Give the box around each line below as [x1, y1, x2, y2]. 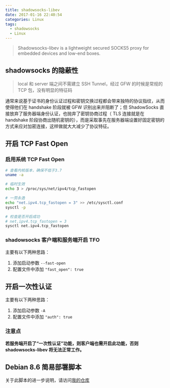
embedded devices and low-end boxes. [17, 50, 101, 56]
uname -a [5, 172, 24, 178]
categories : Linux [5, 17, 44, 22]
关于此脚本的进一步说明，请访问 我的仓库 [5, 377, 90, 383]
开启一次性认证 [5, 282, 52, 291]
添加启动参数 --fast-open [12, 260, 66, 266]
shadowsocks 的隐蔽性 [5, 66, 78, 75]
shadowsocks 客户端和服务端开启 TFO [5, 236, 100, 243]
